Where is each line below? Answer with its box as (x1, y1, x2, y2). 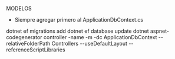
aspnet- (150, 27, 170, 34)
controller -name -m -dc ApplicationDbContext (43, 34, 157, 40)
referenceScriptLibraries (6, 46, 66, 53)
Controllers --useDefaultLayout (51, 40, 128, 47)
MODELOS (6, 5, 32, 12)
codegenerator (6, 34, 42, 40)
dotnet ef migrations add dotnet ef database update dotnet (6, 27, 149, 34)
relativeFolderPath (6, 40, 51, 47)
